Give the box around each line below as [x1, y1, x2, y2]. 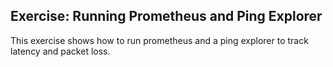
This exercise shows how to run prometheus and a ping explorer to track [10, 34, 309, 46]
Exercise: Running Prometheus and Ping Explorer [10, 8, 323, 25]
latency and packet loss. [10, 45, 111, 57]
